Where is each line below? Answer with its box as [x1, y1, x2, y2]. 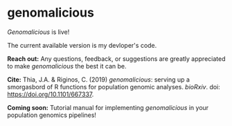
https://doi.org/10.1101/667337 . [7, 90, 94, 98]
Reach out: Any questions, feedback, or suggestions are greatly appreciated [7, 54, 226, 63]
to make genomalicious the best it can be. [7, 62, 127, 70]
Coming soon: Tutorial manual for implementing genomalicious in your [7, 103, 209, 111]
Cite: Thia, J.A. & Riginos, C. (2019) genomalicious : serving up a [7, 75, 190, 84]
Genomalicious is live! [7, 28, 70, 36]
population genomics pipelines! [7, 111, 97, 119]
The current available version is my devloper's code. [7, 41, 157, 49]
